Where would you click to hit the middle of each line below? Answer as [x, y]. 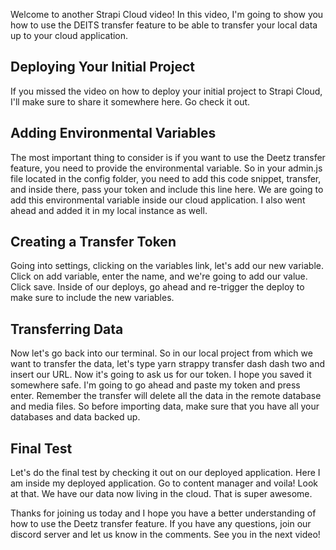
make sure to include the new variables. [92, 298]
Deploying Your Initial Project [102, 67]
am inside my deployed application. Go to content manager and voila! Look [164, 483]
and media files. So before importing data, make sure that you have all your [165, 406]
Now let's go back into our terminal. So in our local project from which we [161, 353]
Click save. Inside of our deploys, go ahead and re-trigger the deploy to [157, 287]
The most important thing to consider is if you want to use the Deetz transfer [168, 157]
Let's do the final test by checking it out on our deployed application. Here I [165, 473]
